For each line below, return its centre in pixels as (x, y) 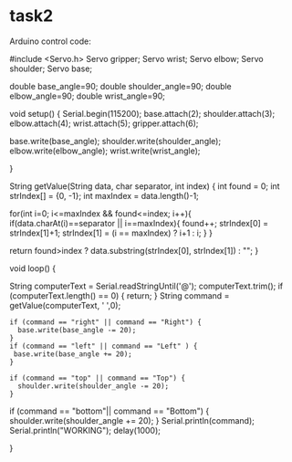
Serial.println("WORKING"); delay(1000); (85, 430)
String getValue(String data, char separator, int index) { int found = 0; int (145, 186)
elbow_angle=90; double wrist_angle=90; (88, 96)
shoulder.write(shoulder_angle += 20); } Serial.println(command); (132, 420)
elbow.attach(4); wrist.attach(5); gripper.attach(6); (104, 123)
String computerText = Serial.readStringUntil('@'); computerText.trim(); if (146, 286)
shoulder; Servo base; (51, 68)
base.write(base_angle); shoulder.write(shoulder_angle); (115, 141)
